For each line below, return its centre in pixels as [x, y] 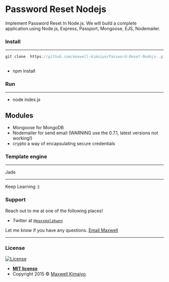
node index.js [26, 100]
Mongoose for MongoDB [38, 128]
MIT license [25, 268]
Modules [19, 115]
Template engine [26, 157]
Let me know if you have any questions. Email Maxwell [62, 230]
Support [16, 200]
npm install [24, 71]
